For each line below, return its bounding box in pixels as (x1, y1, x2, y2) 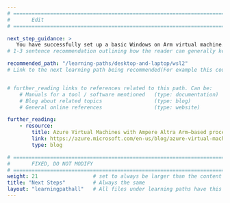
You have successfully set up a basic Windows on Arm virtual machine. (16, 42, 225, 49)
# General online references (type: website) (19, 104, 201, 111)
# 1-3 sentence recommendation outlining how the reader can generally (7, 48, 216, 55)
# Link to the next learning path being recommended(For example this (7, 66, 213, 73)
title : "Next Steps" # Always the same (7, 179, 146, 187)
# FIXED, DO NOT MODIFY (7, 160, 94, 167)
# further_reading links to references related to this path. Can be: (7, 85, 213, 92)
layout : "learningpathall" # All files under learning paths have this (7, 186, 222, 193)
